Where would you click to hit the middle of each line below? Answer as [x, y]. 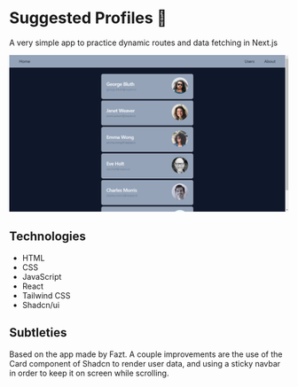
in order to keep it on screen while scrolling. [89, 373]
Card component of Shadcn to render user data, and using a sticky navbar [145, 363]
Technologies [48, 237]
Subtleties [38, 333]
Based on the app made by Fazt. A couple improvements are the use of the [146, 354]
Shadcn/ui [41, 305]
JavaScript [42, 276]
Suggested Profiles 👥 [88, 18]
